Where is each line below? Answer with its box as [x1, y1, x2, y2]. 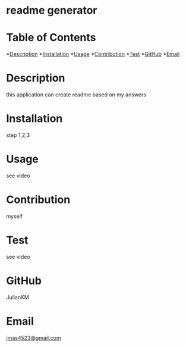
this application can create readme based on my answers [6, 91, 147, 98]
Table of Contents [6, 31, 96, 45]
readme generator [6, 4, 97, 17]
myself [6, 212, 23, 220]
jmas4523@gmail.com [6, 334, 61, 341]
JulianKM [6, 293, 30, 301]
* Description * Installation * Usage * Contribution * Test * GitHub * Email [6, 51, 180, 58]
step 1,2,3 [6, 132, 30, 139]
